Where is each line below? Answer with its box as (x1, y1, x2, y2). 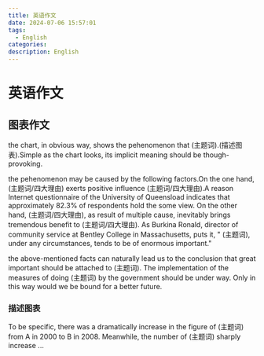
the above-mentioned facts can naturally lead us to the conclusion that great (8, 254, 257, 263)
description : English (8, 48, 79, 56)
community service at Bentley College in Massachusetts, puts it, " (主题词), (8, 229, 251, 239)
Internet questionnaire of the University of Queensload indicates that (8, 193, 230, 201)
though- (203, 150, 230, 160)
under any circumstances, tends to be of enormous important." (8, 239, 212, 248)
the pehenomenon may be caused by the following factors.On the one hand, (8, 174, 255, 183)
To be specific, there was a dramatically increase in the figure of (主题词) (8, 322, 244, 332)
